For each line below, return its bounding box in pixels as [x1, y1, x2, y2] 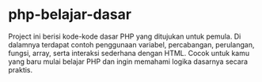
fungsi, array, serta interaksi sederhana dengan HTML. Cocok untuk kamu [8, 48, 250, 58]
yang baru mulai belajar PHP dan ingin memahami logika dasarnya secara [8, 57, 248, 66]
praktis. [8, 65, 33, 74]
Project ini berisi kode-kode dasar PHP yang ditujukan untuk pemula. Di [8, 32, 241, 41]
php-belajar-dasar [8, 6, 132, 24]
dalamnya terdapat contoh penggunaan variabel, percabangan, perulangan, [8, 39, 255, 49]
